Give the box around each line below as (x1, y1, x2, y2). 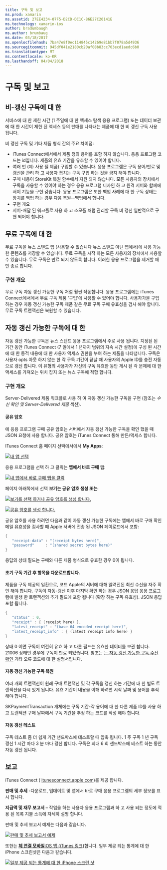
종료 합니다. (10, 263, 33, 269)
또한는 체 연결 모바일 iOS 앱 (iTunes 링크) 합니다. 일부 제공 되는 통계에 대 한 (5, 842, 150, 848)
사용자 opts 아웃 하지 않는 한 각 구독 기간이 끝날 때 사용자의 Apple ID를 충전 (5, 356, 153, 363)
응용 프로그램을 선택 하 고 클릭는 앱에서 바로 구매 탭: (5, 464, 106, 470)
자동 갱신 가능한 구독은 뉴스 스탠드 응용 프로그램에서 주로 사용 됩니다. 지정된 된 (5, 338, 158, 344)
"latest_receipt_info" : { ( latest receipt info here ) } (11, 629, 133, 634)
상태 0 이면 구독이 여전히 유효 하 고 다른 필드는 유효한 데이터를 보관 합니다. (5, 643, 150, 649)
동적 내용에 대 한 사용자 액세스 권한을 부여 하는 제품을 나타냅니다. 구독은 (20, 350, 161, 356)
